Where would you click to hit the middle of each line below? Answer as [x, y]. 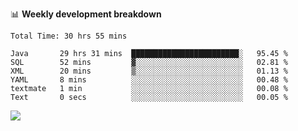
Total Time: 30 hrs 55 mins [69, 36]
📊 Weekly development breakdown [86, 14]
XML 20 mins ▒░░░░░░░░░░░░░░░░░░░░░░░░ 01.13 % [149, 71]
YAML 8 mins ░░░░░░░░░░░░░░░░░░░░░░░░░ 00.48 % [149, 80]
